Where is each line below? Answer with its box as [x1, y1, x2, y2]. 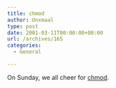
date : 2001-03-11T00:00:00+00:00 [7, 29, 104, 36]
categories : [7, 42, 41, 49]
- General [13, 49, 41, 56]
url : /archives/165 [7, 36, 64, 43]
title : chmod [7, 10, 45, 17]
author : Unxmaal [7, 16, 54, 23]
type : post [7, 23, 39, 30]
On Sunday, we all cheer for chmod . [7, 73, 109, 81]
